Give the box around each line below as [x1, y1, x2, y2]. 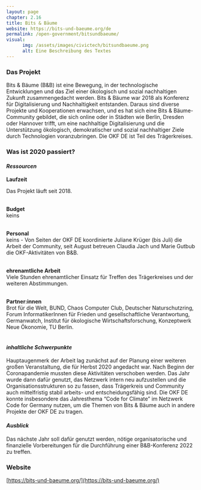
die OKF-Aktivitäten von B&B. [6, 249, 79, 256]
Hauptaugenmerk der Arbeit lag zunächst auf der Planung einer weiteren [6, 357, 187, 364]
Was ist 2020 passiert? [6, 147, 76, 156]
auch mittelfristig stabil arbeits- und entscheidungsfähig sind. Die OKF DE [6, 389, 188, 396]
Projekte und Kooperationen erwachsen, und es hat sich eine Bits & [6, 107, 173, 114]
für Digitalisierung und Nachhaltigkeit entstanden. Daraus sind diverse [6, 100, 180, 108]
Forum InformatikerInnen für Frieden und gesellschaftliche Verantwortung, [6, 311, 190, 318]
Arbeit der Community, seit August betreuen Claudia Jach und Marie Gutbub [6, 243, 196, 250]
